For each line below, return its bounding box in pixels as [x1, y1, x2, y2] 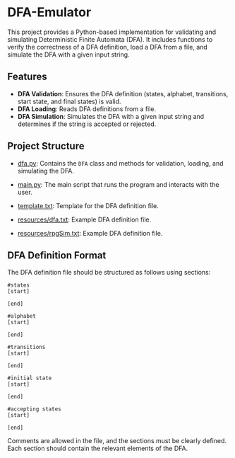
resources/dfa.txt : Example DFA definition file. [17, 215, 152, 224]
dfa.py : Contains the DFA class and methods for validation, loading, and [17, 159, 224, 167]
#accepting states [7, 406, 61, 413]
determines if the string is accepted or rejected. [17, 120, 157, 128]
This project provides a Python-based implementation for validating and [7, 28, 217, 36]
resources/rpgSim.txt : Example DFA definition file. [17, 229, 163, 237]
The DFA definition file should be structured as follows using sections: [7, 268, 211, 277]
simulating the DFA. [17, 166, 74, 175]
